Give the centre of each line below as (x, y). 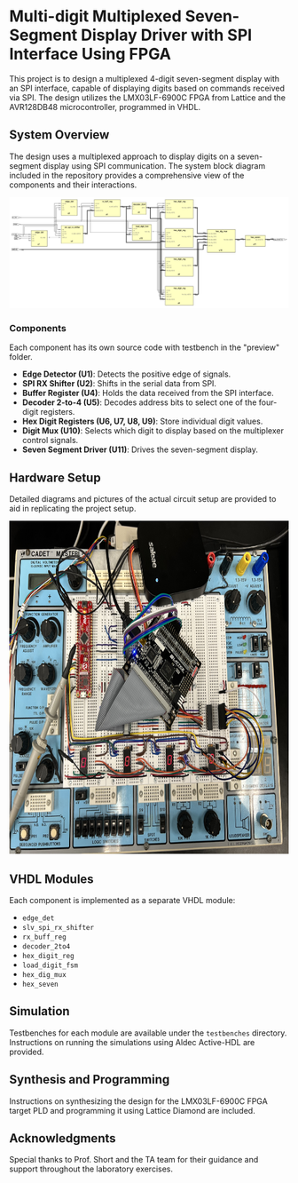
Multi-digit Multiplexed (95, 16)
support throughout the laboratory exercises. (91, 1169)
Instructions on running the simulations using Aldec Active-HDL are (132, 1042)
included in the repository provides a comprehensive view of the (127, 175)
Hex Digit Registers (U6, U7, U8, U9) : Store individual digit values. (142, 421)
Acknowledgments (63, 1138)
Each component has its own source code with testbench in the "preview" (145, 347)
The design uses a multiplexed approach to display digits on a (122, 156)
